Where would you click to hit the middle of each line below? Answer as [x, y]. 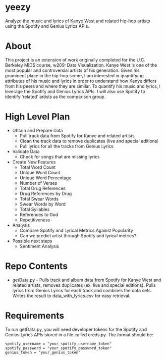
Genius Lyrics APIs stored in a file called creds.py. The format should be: [79, 334]
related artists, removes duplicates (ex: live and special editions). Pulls [84, 285]
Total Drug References [43, 188]
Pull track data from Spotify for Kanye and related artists [77, 136]
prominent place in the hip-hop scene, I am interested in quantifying [74, 75]
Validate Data [26, 151]
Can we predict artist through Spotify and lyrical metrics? [78, 235]
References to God [39, 214]
